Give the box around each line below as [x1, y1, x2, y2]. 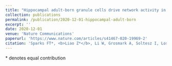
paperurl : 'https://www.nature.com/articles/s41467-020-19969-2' [5, 36, 147, 41]
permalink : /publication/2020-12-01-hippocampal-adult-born [5, 17, 137, 22]
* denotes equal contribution [5, 55, 66, 61]
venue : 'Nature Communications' [5, 31, 74, 36]
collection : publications [5, 12, 60, 17]
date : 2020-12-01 [5, 27, 42, 32]
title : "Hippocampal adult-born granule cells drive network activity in [5, 7, 166, 13]
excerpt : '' [5, 21, 31, 27]
